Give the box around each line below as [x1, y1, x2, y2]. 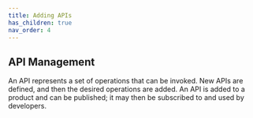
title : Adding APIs [8, 11, 73, 20]
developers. [8, 101, 47, 111]
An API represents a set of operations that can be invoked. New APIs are [8, 76, 244, 86]
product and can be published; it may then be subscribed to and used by [8, 93, 244, 102]
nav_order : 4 [8, 26, 51, 34]
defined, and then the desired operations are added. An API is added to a [8, 84, 246, 94]
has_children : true [8, 19, 73, 27]
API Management [8, 55, 95, 68]
